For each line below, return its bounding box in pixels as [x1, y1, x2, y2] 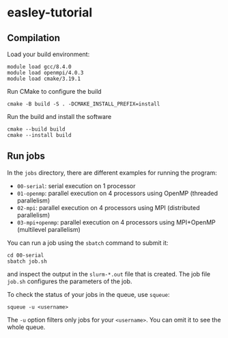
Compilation [7, 32, 60, 44]
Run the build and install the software [7, 113, 112, 120]
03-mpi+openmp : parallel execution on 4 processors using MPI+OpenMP [16, 218, 216, 226]
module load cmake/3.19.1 [7, 75, 81, 82]
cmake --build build [7, 126, 66, 133]
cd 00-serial [7, 252, 44, 259]
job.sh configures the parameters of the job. [7, 277, 132, 285]
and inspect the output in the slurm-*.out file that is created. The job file [7, 270, 210, 278]
